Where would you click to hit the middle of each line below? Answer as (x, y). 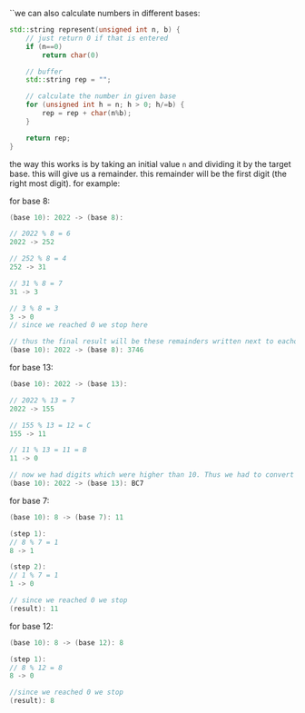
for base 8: (30, 201)
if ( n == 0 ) (44, 46)
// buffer (44, 72)
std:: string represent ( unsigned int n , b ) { (95, 30)
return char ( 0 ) (71, 55)
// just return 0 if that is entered (97, 38)
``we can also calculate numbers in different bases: (105, 13)
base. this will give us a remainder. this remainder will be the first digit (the (148, 173)
